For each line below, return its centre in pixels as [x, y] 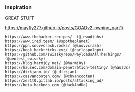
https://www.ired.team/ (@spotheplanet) [48, 41]
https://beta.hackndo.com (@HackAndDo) [47, 85]
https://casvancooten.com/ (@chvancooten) [50, 76]
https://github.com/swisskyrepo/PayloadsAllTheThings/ [63, 54]
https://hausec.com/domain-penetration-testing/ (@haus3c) [68, 68]
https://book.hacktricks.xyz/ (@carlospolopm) [54, 50]
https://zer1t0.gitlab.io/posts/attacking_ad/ [54, 81]
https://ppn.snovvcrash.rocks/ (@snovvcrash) [53, 46]
